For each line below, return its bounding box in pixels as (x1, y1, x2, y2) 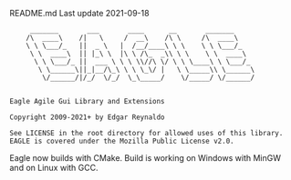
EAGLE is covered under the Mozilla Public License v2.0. (9, 136, 234, 145)
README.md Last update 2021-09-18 (9, 8, 150, 18)
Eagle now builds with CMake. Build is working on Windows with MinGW (9, 153, 281, 163)
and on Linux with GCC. (9, 163, 99, 173)
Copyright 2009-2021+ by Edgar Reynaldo (9, 113, 166, 122)
